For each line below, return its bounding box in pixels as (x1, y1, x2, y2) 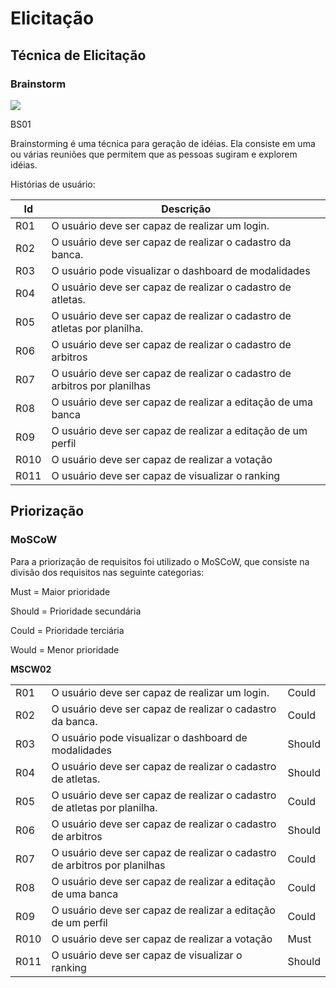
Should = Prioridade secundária (10, 605, 142, 617)
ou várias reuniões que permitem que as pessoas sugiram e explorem (10, 148, 298, 160)
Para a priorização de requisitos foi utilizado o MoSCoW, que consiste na (10, 555, 310, 567)
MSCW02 (10, 663, 52, 675)
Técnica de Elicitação (10, 47, 147, 64)
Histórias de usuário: (10, 178, 96, 190)
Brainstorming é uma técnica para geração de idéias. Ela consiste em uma (10, 137, 316, 149)
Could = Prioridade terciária (10, 624, 125, 636)
